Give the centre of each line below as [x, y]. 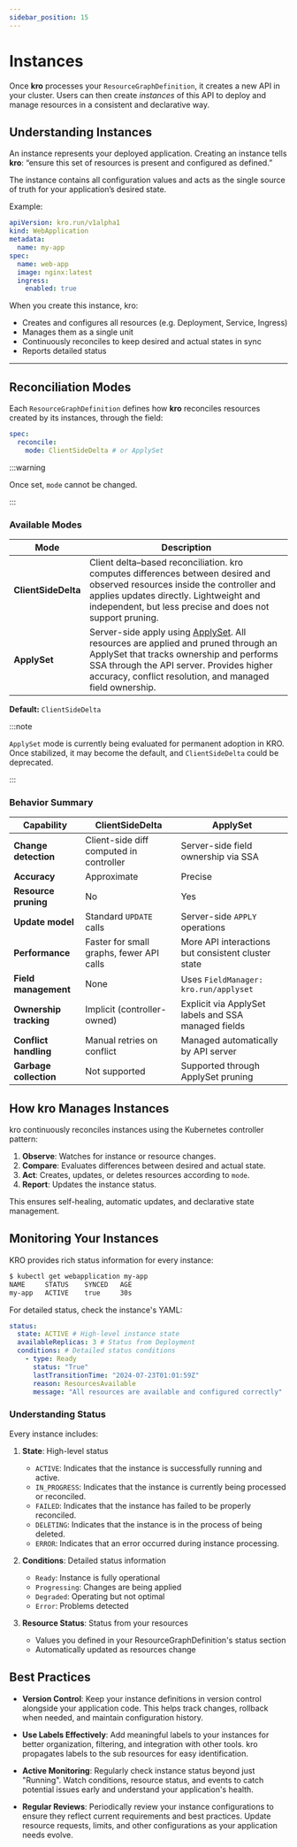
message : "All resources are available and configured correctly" [157, 1392]
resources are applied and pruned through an [184, 643]
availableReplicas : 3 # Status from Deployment [107, 1343]
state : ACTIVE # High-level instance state [98, 1334]
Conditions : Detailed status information [94, 1560]
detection [34, 857]
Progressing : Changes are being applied [108, 1587]
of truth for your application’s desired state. [88, 189]
